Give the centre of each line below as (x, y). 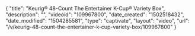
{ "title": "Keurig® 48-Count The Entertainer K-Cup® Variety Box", (85, 8)
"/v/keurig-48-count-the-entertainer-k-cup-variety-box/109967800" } (91, 27)
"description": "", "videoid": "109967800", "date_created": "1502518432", (95, 15)
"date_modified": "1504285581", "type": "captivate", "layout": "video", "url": (98, 21)
